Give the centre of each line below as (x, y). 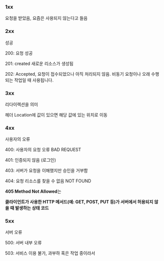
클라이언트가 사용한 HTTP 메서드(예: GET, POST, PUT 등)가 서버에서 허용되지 (79, 202)
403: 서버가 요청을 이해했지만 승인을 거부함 (47, 171)
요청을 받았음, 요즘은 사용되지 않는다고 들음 (46, 18)
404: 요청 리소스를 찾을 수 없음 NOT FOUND (48, 181)
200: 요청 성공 (19, 53)
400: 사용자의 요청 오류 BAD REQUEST (43, 150)
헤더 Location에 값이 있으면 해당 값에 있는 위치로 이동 (56, 115)
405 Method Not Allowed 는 (33, 191)
